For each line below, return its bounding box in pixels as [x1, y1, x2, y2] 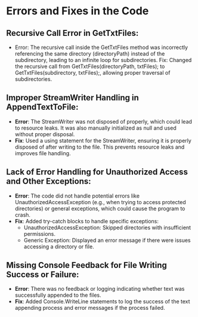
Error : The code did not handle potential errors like [14, 192, 140, 199]
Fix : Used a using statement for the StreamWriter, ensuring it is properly [14, 137, 192, 144]
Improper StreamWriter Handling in [6, 93, 139, 103]
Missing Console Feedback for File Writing [6, 260, 167, 270]
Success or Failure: [6, 270, 79, 280]
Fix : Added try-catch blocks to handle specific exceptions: [14, 217, 159, 224]
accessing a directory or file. [23, 243, 94, 250]
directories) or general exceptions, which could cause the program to [14, 205, 185, 212]
